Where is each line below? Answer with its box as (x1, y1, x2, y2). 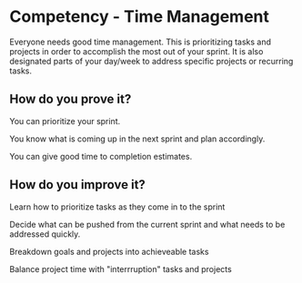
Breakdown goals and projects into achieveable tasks (9, 246, 209, 257)
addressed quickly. (9, 229, 81, 239)
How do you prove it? (9, 92, 132, 107)
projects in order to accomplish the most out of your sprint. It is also (9, 45, 264, 56)
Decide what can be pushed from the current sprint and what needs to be (9, 219, 286, 229)
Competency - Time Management (9, 6, 270, 27)
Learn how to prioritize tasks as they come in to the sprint (9, 201, 226, 212)
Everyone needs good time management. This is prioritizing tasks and (9, 36, 271, 47)
